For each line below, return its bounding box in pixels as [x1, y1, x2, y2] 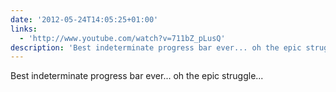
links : [10, 24, 38, 34]
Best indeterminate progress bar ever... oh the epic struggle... [10, 70, 264, 82]
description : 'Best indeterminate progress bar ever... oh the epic [10, 42, 302, 53]
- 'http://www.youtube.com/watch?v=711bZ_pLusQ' [19, 33, 226, 43]
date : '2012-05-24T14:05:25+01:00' [10, 14, 159, 25]
